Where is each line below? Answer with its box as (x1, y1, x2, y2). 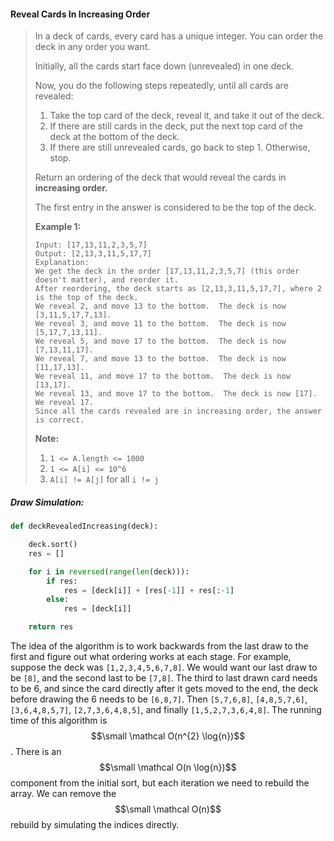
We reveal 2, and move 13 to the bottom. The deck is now (34, 301, 287, 312)
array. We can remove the (10, 788, 117, 800)
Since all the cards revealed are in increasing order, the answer (34, 406, 322, 417)
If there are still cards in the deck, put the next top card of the (49, 120, 303, 132)
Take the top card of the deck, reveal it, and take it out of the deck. (49, 110, 325, 122)
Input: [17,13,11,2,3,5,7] (34, 240, 148, 250)
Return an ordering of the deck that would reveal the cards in (34, 171, 287, 184)
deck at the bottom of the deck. (49, 131, 180, 143)
